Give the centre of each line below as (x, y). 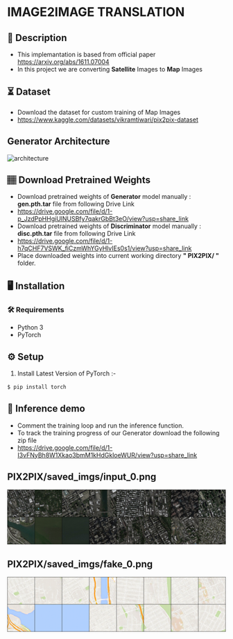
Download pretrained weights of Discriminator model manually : (109, 226)
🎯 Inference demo (46, 409)
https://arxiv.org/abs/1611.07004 (63, 62)
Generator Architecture (59, 141)
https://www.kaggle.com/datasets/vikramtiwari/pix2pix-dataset (108, 120)
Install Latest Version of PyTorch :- (67, 373)
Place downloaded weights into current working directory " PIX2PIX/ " (118, 256)
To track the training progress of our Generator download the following (118, 432)
